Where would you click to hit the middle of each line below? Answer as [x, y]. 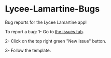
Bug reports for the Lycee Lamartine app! [46, 22]
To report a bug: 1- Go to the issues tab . [45, 31]
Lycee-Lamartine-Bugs [52, 9]
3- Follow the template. [28, 50]
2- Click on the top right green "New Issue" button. [55, 41]
